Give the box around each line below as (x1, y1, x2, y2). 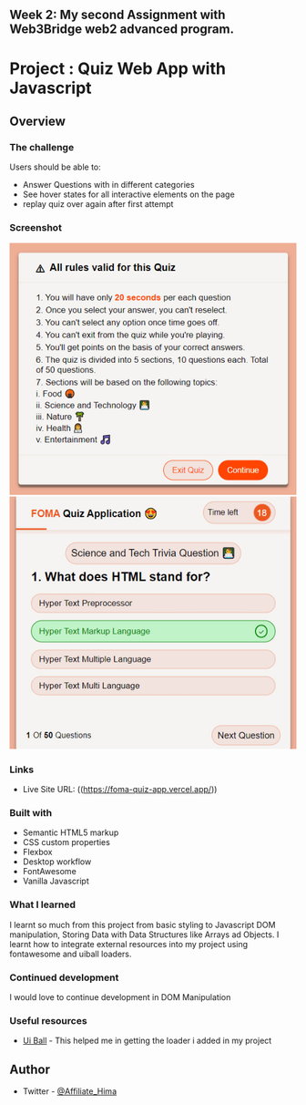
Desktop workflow (22, 856, 92, 867)
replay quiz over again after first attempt (22, 199, 174, 210)
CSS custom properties (22, 837, 111, 848)
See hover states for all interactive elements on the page (22, 189, 235, 200)
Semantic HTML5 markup (22, 827, 119, 838)
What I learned (9, 898, 76, 911)
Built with (9, 807, 53, 820)
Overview (9, 113, 66, 129)
